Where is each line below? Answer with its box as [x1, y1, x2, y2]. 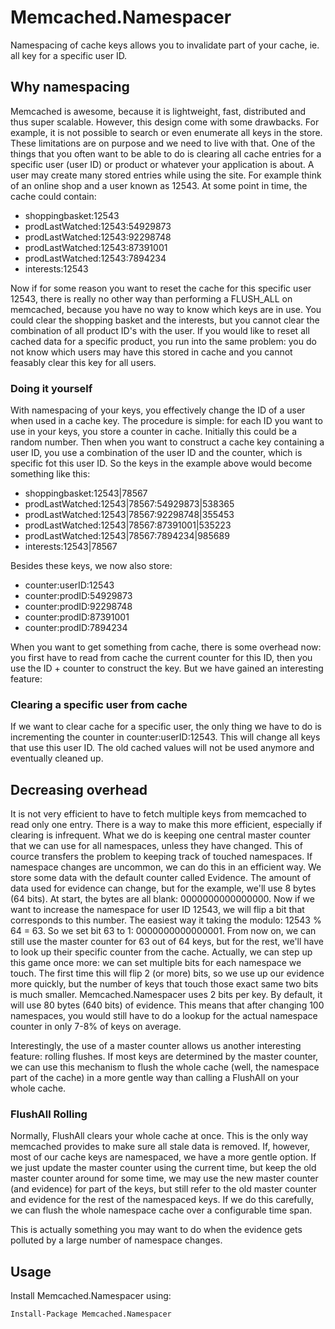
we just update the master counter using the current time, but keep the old [10, 1162, 317, 1174]
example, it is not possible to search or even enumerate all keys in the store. [10, 126, 323, 138]
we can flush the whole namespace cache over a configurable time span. [10, 1204, 313, 1216]
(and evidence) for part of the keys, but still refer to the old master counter [10, 1183, 317, 1195]
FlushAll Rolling [10, 1107, 88, 1121]
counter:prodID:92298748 [24, 601, 133, 613]
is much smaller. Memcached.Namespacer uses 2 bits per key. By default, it [10, 989, 323, 1001]
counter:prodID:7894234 [24, 622, 128, 634]
